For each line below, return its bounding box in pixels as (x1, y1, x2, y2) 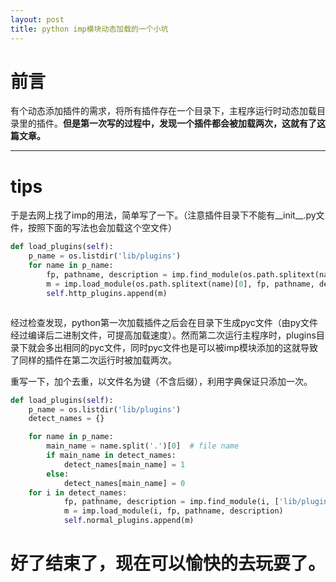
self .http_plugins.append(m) (46, 288, 168, 298)
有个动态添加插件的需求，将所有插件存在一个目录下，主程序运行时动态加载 (10, 105, 317, 117)
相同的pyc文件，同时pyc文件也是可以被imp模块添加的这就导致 (62, 341, 319, 353)
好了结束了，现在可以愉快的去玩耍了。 (10, 552, 327, 575)
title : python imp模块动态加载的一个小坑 (10, 24, 169, 34)
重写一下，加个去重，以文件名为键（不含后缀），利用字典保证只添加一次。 (10, 375, 313, 387)
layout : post (10, 14, 65, 25)
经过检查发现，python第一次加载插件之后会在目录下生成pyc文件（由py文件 (10, 316, 318, 328)
